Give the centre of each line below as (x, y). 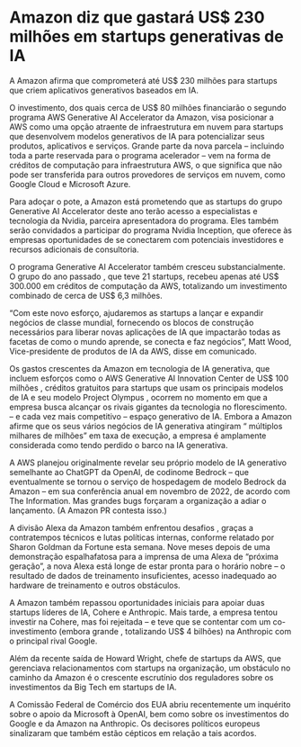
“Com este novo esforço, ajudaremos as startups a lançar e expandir (137, 312)
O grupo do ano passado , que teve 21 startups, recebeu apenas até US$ (144, 276)
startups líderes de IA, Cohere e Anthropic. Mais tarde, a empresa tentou (144, 612)
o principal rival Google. (53, 641)
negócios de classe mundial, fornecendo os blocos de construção (132, 322)
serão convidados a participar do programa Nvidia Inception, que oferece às (150, 230)
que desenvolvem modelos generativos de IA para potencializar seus (137, 136)
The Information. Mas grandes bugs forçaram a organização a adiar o (138, 500)
